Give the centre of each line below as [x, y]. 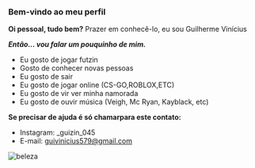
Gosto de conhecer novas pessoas [76, 68]
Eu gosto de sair [46, 77]
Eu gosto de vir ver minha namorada [79, 94]
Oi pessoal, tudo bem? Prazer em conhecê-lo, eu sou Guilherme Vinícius [127, 29]
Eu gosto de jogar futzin [59, 60]
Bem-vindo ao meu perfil [57, 12]
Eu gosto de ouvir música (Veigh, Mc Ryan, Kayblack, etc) [114, 102]
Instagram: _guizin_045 [57, 132]
